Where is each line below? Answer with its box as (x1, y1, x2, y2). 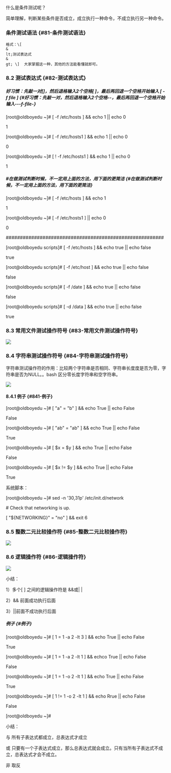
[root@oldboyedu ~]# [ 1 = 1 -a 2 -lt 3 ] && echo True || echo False (6, 633, 145, 640)
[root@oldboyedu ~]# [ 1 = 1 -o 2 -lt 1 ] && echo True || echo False (6, 673, 144, 679)
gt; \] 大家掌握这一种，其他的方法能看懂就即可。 (6, 62, 100, 67)
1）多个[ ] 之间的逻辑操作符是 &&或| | (6, 586, 83, 592)
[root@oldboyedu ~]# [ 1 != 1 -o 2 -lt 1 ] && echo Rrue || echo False (6, 693, 146, 699)
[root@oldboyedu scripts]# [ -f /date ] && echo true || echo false (6, 284, 141, 290)
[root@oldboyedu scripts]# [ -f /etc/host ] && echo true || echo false (6, 264, 149, 270)
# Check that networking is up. (6, 505, 71, 511)
